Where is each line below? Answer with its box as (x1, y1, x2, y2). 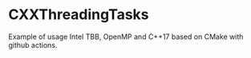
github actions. (8, 40, 58, 49)
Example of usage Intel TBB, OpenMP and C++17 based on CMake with (8, 32, 244, 41)
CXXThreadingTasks (8, 6, 150, 24)
